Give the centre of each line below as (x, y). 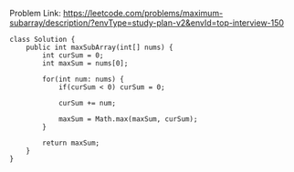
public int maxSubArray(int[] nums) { (100, 47)
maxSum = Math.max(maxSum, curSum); (128, 119)
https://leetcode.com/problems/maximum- (143, 13)
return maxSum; (71, 143)
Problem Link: (35, 13)
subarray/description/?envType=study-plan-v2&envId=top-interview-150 (147, 23)
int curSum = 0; (73, 56)
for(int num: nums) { (84, 79)
